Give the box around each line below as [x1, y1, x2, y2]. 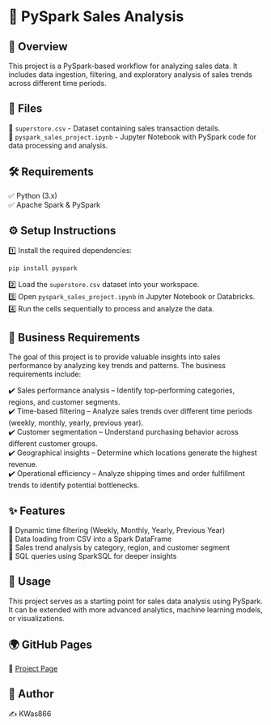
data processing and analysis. [8, 140, 108, 150]
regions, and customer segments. [8, 397, 121, 407]
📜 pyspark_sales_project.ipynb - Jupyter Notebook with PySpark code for [8, 131, 257, 141]
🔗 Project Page [8, 663, 58, 673]
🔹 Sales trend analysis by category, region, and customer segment [8, 543, 231, 552]
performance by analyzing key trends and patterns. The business [8, 361, 227, 371]
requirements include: [8, 369, 82, 380]
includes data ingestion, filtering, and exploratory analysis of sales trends [8, 70, 252, 79]
